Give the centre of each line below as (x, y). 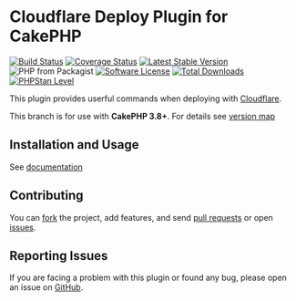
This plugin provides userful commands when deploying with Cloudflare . (146, 99)
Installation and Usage (74, 145)
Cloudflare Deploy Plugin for (119, 17)
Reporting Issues (59, 256)
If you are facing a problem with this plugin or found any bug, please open (148, 278)
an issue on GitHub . (46, 287)
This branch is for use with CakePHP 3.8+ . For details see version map (143, 116)
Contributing (46, 196)
